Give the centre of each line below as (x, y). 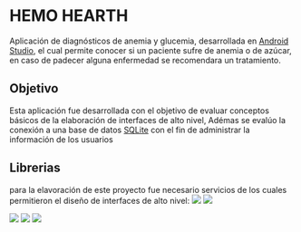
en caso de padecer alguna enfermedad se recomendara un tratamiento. (145, 60)
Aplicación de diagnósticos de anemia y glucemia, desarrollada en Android (149, 41)
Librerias (35, 168)
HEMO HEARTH (69, 16)
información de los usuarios (61, 139)
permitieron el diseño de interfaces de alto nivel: (100, 200)
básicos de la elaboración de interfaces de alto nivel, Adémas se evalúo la (147, 120)
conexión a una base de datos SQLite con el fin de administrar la (130, 130)
